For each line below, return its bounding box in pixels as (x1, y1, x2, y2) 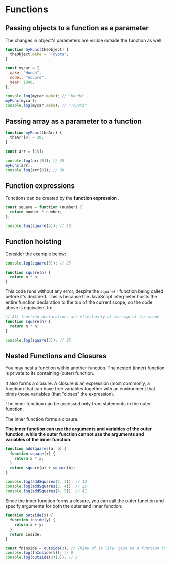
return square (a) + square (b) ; (10, 465, 76, 470)
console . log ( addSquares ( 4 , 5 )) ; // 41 (5, 488, 87, 494)
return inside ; (10, 532, 42, 537)
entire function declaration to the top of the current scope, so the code (5, 299, 153, 305)
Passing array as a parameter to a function (5, 117, 142, 126)
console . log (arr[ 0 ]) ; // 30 (5, 167, 65, 173)
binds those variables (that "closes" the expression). (5, 391, 115, 397)
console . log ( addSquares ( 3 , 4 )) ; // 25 (5, 484, 87, 489)
